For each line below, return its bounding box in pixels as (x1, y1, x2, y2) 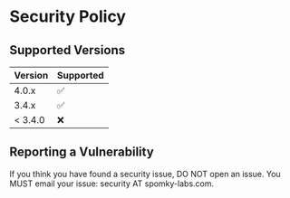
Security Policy (9, 6, 127, 27)
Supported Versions (9, 42, 125, 58)
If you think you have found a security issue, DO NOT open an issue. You (9, 168, 281, 179)
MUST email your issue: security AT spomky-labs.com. (9, 178, 215, 189)
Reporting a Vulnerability (9, 145, 154, 160)
